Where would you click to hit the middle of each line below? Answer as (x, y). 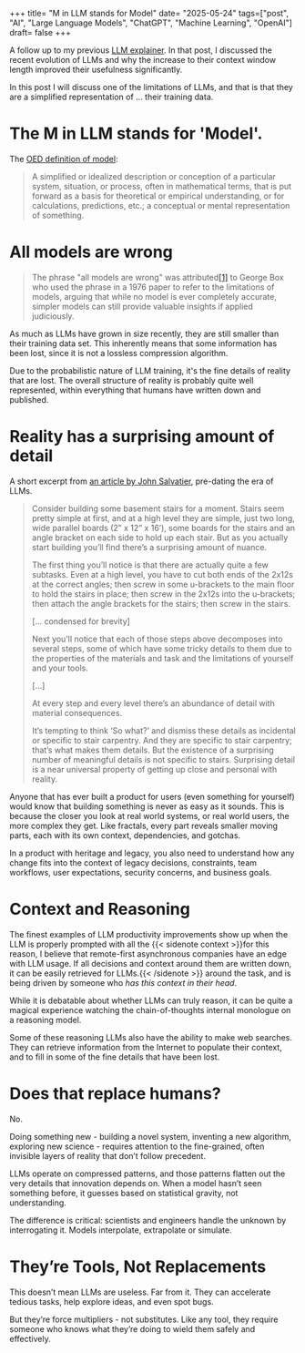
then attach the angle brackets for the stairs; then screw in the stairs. (161, 603)
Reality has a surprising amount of (142, 437)
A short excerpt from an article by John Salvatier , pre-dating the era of (142, 481)
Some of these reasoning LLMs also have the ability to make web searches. (151, 1037)
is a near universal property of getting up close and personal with (154, 769)
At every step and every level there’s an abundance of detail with (153, 703)
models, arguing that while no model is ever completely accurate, (154, 296)
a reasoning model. (46, 1020)
